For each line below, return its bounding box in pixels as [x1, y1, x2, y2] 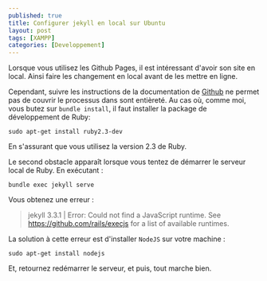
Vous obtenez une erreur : [8, 195, 94, 205]
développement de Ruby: [8, 112, 91, 122]
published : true [8, 11, 62, 20]
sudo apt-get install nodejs [8, 250, 105, 258]
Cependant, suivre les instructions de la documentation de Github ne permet [8, 87, 260, 96]
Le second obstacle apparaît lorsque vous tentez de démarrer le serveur [8, 157, 246, 167]
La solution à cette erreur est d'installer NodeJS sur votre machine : [8, 234, 226, 244]
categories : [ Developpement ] [8, 41, 105, 49]
